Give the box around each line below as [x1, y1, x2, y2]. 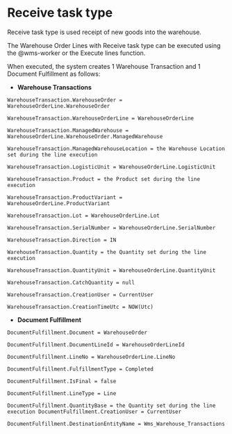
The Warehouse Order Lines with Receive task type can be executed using [7, 41, 221, 49]
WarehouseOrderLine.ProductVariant [7, 200, 110, 207]
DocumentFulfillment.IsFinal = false [7, 378, 117, 385]
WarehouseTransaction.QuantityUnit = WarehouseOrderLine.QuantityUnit [7, 266, 216, 274]
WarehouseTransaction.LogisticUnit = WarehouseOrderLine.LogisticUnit [7, 163, 216, 170]
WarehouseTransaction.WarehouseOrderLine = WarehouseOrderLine [7, 115, 194, 122]
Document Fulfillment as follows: [7, 70, 101, 78]
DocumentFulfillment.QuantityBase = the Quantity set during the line [7, 402, 216, 409]
